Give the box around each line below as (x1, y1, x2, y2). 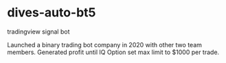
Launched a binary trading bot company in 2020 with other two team (7, 40, 203, 49)
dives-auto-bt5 (7, 5, 96, 21)
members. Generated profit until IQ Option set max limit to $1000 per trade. (7, 48, 220, 56)
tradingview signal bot (7, 27, 70, 36)
